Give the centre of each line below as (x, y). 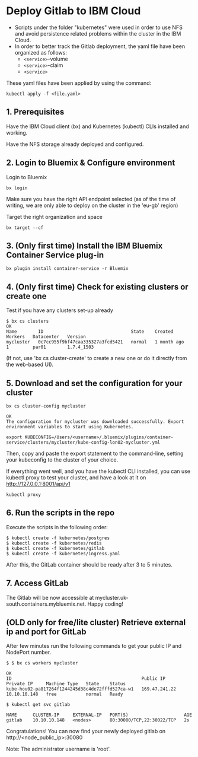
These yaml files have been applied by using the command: (79, 83)
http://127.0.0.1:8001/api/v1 (38, 484)
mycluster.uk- (112, 597)
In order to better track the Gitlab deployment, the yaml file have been (100, 46)
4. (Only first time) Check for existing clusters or (97, 287)
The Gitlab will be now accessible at (50, 597)
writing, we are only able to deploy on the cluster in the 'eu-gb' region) (92, 205)
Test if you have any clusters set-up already (60, 310)
